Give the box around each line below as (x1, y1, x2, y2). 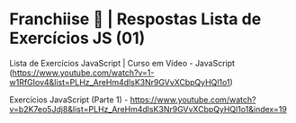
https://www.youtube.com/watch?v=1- (12, 67, 155, 78)
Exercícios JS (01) (9, 28, 146, 48)
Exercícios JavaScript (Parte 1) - (9, 94, 129, 105)
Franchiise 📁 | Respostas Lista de (9, 9, 262, 30)
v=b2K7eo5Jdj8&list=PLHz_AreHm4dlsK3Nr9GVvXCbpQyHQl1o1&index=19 (9, 103, 288, 114)
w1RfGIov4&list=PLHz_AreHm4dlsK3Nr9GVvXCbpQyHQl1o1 (9, 76, 231, 87)
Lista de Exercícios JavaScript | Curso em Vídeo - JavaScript (9, 57, 236, 68)
